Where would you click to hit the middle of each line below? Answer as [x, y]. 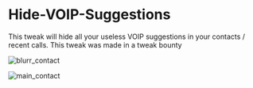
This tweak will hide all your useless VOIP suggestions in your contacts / [127, 36]
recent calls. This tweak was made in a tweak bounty [95, 44]
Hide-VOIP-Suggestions [90, 15]
